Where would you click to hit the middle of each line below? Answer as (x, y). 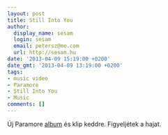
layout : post (26, 14)
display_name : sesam (43, 33)
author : (18, 26)
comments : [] (26, 104)
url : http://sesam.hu (45, 53)
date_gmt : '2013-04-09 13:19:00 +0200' (65, 65)
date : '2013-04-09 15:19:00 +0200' (59, 59)
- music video (28, 78)
